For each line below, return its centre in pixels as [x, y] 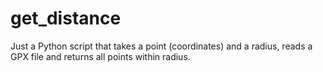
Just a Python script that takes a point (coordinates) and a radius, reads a [161, 46]
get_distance [66, 18]
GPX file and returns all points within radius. [100, 56]
